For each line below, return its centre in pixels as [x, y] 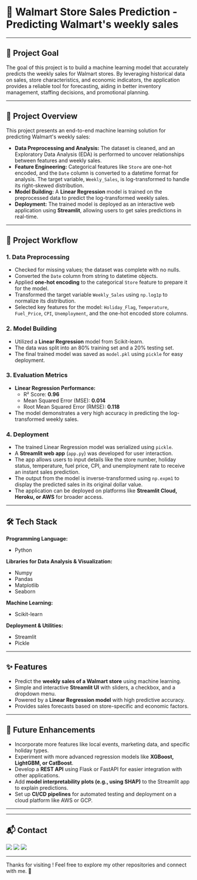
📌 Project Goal [33, 53]
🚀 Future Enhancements [51, 730]
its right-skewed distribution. [49, 185]
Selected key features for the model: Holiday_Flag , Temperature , [91, 307]
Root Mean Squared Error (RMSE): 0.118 [72, 406]
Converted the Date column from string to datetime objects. [86, 276]
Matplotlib [27, 585]
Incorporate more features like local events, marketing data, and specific [102, 744]
